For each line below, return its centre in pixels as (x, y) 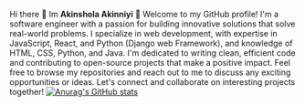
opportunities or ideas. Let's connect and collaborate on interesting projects (152, 82)
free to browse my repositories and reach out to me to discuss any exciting (150, 72)
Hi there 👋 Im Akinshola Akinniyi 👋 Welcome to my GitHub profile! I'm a (144, 14)
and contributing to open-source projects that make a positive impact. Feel (150, 63)
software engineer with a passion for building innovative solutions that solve (152, 24)
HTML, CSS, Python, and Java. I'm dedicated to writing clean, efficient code (152, 53)
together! (26, 92)
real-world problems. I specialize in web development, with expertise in (144, 33)
